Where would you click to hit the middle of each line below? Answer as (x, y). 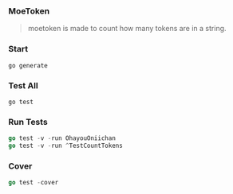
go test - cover (34, 183)
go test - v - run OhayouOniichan (62, 138)
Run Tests (28, 122)
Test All (23, 85)
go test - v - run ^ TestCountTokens (66, 146)
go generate (28, 65)
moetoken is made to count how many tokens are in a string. (127, 29)
